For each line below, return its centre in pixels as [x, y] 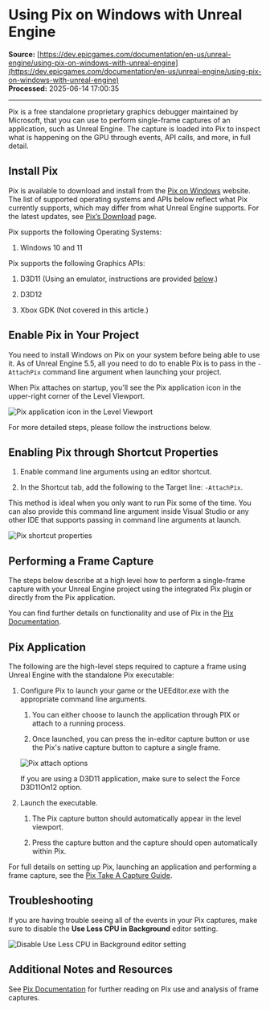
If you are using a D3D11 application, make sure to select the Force [130, 778]
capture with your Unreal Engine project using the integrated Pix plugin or [130, 589]
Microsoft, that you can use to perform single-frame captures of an [119, 120]
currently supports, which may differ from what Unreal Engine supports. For [134, 208]
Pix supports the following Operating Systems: [85, 232]
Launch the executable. [59, 803]
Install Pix [33, 171]
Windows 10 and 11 [51, 247]
